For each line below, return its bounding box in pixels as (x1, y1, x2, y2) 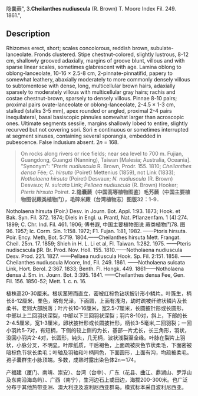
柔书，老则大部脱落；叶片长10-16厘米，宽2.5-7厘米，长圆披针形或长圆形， (6, 305, 187, 312)
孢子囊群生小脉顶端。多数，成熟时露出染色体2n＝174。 (6, 356, 140, 363)
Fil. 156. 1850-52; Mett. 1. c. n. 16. (6, 277, 87, 284)
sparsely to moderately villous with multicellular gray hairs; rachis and (6, 88, 176, 96)
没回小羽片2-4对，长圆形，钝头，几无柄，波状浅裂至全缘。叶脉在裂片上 (6, 334, 181, 341)
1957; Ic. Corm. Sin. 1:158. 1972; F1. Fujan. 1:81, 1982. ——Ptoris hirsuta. (15, 227, 187, 234)
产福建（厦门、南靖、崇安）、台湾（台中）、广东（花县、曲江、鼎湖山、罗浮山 (6, 368, 192, 376)
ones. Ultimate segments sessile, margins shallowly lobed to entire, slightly (6, 120, 188, 127)
